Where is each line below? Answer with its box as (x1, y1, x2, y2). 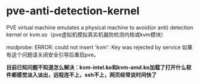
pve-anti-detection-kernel (6, 4, 140, 18)
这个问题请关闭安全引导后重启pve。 (11, 51, 100, 58)
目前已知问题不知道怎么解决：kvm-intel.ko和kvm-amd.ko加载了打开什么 (6, 64, 186, 71)
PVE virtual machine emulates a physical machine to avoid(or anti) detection (6, 24, 194, 31)
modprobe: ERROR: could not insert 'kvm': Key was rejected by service (6, 43, 181, 51)
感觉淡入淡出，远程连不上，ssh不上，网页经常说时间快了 (16, 71, 157, 78)
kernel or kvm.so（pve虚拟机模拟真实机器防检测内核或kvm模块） (6, 31, 166, 38)
